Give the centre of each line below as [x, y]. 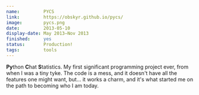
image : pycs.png [36, 22]
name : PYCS [30, 12]
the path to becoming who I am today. [53, 86]
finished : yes [29, 39]
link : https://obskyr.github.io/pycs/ [65, 17]
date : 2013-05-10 [38, 28]
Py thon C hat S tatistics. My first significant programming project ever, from [97, 67]
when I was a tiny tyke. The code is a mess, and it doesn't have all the [91, 73]
